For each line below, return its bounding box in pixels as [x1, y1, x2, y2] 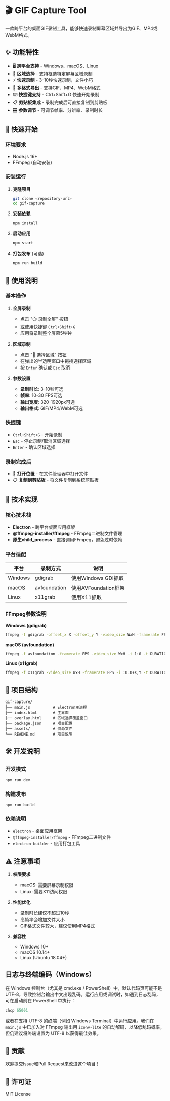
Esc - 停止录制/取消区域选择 [12, 438, 70, 444]
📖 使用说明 [5, 276, 38, 285]
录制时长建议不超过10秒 [20, 910, 70, 916]
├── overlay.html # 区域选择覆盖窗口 [5, 716, 88, 721]
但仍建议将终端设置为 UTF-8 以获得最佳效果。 [5, 1030, 101, 1036]
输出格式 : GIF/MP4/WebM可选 [20, 405, 83, 411]
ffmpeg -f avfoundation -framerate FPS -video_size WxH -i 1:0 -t [5, 651, 148, 656]
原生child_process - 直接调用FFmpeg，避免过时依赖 [12, 537, 122, 543]
